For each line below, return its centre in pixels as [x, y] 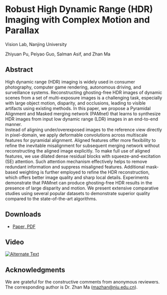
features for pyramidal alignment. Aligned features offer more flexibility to [81, 140]
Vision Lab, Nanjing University [36, 44]
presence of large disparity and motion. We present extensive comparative [82, 188]
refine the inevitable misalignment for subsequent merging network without [83, 145]
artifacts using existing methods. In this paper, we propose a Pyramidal [78, 108]
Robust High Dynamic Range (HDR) [79, 9]
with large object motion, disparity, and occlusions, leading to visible [76, 103]
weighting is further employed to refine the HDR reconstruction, [84, 172]
